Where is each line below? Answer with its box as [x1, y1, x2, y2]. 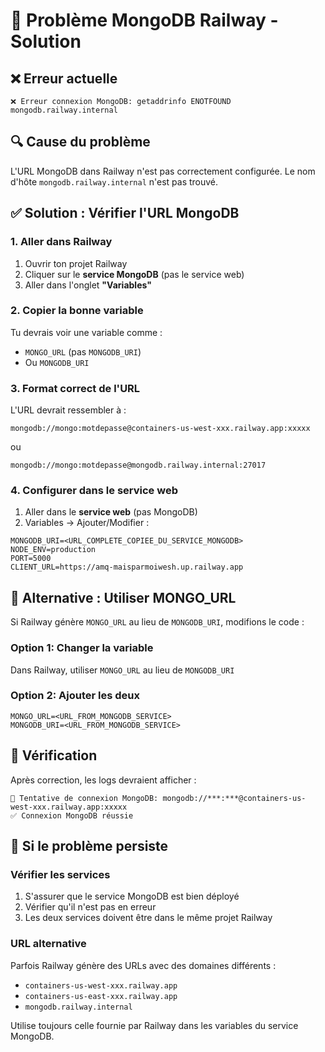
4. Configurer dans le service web [10, 484, 178, 498]
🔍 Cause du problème [10, 134, 151, 151]
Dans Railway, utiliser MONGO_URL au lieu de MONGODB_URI [10, 664, 235, 676]
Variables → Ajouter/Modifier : [24, 517, 150, 529]
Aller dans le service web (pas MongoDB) [24, 506, 198, 518]
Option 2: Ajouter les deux [10, 689, 141, 703]
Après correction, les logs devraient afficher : [10, 774, 197, 786]
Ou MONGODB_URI [24, 356, 90, 368]
